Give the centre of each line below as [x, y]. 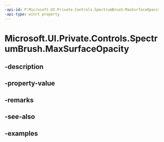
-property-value [30, 83]
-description [24, 67]
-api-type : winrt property [32, 14]
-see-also [20, 117]
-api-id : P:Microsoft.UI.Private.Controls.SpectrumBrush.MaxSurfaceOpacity [83, 10]
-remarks [19, 100]
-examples [21, 133]
